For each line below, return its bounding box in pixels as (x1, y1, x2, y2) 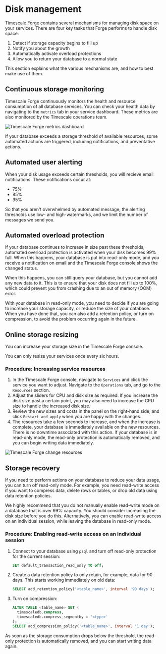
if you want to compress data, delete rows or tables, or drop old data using (5, 488, 158, 493)
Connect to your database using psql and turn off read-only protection (12, 548, 157, 554)
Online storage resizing (5, 330, 79, 339)
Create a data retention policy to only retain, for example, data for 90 (12, 572, 153, 578)
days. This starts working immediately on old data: (12, 577, 115, 583)
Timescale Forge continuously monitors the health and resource (5, 98, 136, 104)
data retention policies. (5, 493, 52, 499)
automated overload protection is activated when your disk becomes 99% (5, 249, 156, 256)
